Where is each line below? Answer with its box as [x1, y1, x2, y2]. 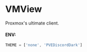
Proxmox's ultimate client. [5, 20, 59, 26]
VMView [5, 3, 42, 15]
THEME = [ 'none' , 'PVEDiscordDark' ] [5, 42, 82, 48]
